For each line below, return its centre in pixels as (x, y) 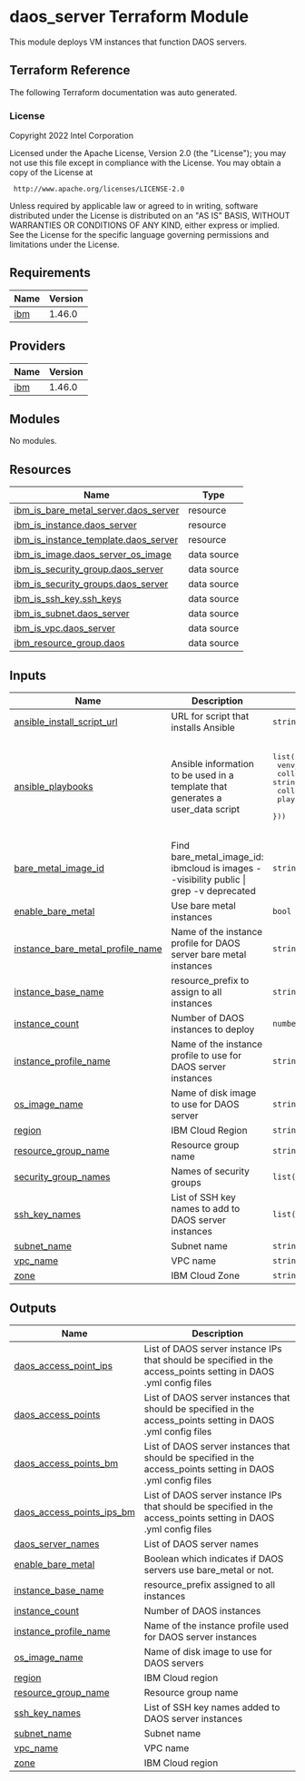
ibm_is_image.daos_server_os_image (93, 555)
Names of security (210, 1171)
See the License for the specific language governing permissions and (139, 235)
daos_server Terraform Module (129, 17)
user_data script (206, 810)
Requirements (50, 273)
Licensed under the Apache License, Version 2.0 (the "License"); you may (148, 153)
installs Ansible (203, 728)
